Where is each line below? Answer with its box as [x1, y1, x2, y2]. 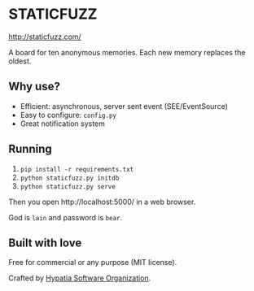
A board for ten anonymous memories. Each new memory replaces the [8, 47, 246, 57]
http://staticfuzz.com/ [8, 32, 81, 41]
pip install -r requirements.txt [20, 165, 134, 173]
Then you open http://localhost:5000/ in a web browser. [8, 197, 196, 206]
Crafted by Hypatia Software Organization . [8, 273, 151, 283]
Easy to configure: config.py [20, 110, 116, 119]
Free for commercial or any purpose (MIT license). [8, 258, 177, 267]
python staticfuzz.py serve [20, 182, 116, 191]
